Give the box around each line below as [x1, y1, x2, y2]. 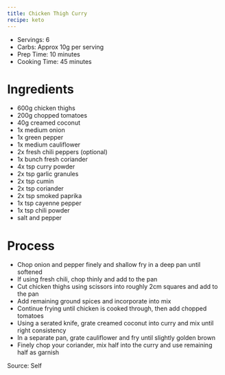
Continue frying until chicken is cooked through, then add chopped [16, 304, 207, 313]
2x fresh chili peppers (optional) [16, 148, 108, 156]
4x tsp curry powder [16, 162, 75, 171]
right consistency [16, 326, 67, 334]
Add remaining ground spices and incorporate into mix [16, 297, 171, 306]
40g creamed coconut [16, 118, 81, 127]
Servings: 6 [16, 35, 50, 43]
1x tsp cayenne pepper [16, 199, 82, 207]
